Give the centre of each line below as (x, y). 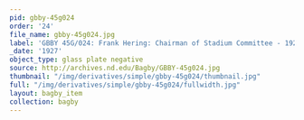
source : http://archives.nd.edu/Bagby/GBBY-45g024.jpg (115, 69)
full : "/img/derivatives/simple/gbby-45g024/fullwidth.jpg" (125, 85)
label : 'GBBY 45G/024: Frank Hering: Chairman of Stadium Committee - (145, 43)
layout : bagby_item (46, 93)
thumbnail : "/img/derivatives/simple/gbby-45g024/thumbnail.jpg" (135, 77)
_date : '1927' (36, 51)
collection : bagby (44, 102)
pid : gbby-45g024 (42, 18)
